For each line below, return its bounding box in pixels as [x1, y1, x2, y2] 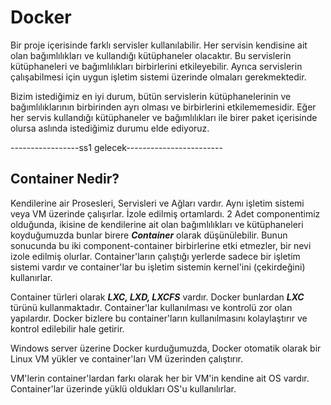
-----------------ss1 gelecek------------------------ [10, 141, 223, 153]
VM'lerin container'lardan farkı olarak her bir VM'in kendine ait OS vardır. [10, 372, 310, 384]
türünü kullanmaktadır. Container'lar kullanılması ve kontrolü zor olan [10, 301, 293, 313]
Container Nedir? [10, 171, 120, 188]
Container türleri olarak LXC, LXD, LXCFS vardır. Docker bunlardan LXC [10, 291, 305, 303]
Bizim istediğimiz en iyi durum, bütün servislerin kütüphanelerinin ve [10, 90, 292, 102]
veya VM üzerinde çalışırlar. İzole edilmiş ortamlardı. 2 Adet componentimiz [10, 207, 321, 220]
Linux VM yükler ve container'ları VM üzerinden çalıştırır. [10, 352, 244, 365]
